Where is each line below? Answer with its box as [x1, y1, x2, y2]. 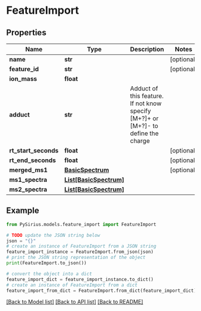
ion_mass [9, 75, 38, 83]
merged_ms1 [9, 166, 48, 174]
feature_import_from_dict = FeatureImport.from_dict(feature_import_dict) [6, 288, 197, 294]
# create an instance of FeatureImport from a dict [6, 282, 138, 288]
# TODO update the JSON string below [6, 232, 100, 238]
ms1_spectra [9, 176, 47, 184]
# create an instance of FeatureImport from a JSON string [6, 243, 157, 249]
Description [130, 45, 165, 53]
